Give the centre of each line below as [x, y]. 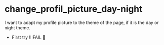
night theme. [18, 27]
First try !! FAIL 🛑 [28, 37]
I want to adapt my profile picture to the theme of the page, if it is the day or [82, 22]
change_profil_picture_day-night [74, 9]
